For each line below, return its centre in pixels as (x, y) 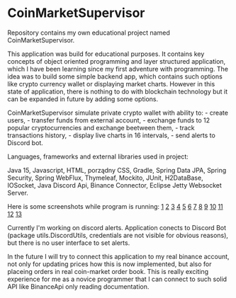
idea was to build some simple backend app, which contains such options (115, 76)
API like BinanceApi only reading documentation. (78, 286)
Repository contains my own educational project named (89, 33)
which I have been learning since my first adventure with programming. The (118, 69)
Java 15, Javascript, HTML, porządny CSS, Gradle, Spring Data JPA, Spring (117, 170)
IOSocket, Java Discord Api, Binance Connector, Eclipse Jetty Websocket (114, 185)
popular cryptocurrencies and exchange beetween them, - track (101, 127)
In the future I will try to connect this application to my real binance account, (118, 256)
